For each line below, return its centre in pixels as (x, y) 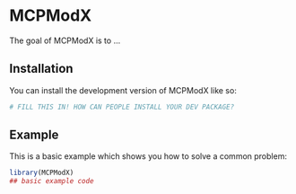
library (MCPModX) (42, 173)
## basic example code (52, 181)
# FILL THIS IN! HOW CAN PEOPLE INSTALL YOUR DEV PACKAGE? (122, 107)
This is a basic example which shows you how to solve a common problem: (148, 156)
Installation (41, 69)
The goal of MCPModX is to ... (65, 40)
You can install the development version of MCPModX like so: (123, 90)
